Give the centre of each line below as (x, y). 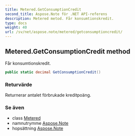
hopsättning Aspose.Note (38, 128)
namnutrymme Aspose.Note (40, 123)
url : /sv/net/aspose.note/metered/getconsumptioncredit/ (64, 32)
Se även (15, 107)
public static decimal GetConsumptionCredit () (53, 72)
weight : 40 (16, 28)
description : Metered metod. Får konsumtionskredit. (59, 18)
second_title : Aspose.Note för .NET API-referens (56, 14)
